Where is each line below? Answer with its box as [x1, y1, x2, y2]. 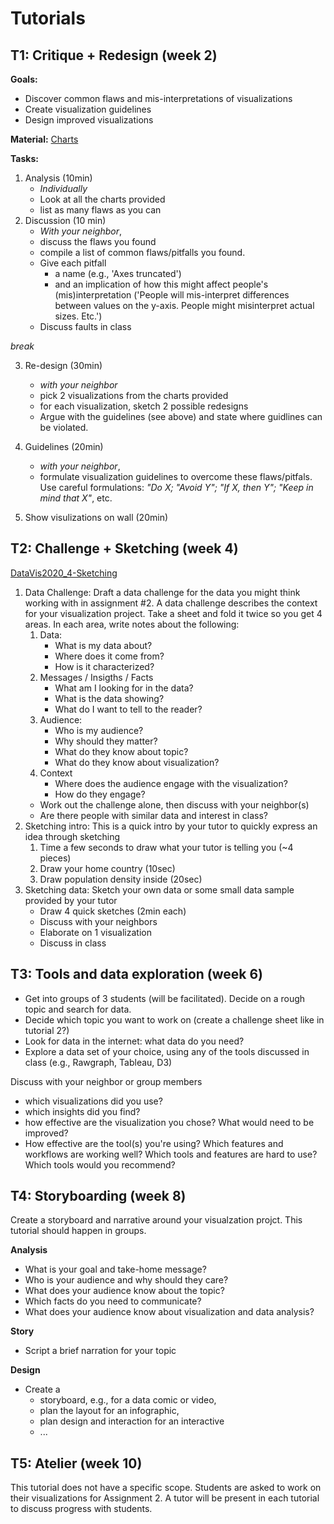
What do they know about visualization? [54, 756, 220, 768]
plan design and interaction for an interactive [39, 1415, 225, 1427]
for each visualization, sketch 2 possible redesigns [39, 400, 249, 412]
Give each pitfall [39, 257, 107, 269]
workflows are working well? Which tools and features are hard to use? [24, 1148, 318, 1160]
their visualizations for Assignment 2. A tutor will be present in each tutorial [10, 1492, 320, 1504]
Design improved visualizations [24, 114, 154, 126]
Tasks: [10, 153, 39, 164]
